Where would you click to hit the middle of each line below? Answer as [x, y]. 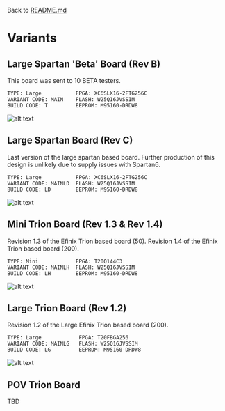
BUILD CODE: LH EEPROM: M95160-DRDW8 [73, 273]
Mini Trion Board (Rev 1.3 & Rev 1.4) [85, 225]
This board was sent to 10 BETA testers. [64, 80]
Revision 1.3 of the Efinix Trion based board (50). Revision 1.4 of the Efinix [112, 241]
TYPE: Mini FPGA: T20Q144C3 [65, 261]
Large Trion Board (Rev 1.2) [67, 308]
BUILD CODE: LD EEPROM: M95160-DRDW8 [73, 189]
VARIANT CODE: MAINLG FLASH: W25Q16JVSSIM [73, 344]
